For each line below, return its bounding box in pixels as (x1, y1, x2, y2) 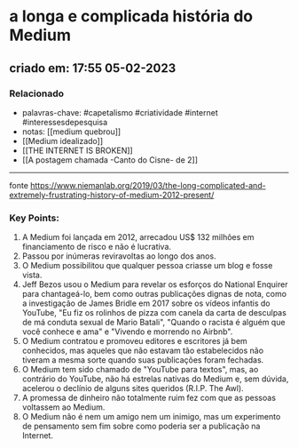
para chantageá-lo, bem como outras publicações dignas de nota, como (21, 289, 286, 300)
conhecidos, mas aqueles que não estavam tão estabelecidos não (21, 345, 264, 356)
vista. (21, 269, 43, 281)
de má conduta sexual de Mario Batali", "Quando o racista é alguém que (21, 317, 286, 328)
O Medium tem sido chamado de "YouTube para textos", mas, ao (21, 364, 259, 375)
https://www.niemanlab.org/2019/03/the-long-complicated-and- (29, 180, 266, 190)
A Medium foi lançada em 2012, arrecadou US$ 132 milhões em (21, 232, 255, 243)
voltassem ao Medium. (21, 402, 106, 412)
